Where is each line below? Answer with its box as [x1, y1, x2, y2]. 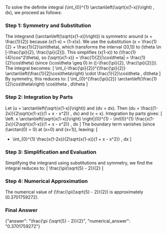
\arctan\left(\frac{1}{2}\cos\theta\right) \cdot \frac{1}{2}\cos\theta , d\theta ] [5, 70, 161, 76]
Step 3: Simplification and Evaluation [5, 148, 97, 155]
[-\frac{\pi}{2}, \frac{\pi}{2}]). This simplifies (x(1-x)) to [5, 49, 118, 55]
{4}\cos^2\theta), [5, 54, 41, 60]
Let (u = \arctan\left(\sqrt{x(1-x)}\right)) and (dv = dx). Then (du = [5, 105, 140, 111]
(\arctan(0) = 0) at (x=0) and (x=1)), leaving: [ [5, 126, 98, 132]
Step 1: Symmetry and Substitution [5, 22, 91, 29]
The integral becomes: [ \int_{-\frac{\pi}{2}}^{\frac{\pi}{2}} [5, 65, 126, 71]
